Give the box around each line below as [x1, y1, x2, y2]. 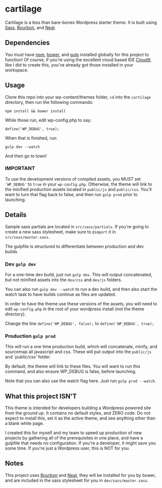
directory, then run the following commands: [5, 99, 93, 105]
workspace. [5, 67, 29, 73]
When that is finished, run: [5, 135, 58, 141]
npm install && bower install [5, 108, 66, 114]
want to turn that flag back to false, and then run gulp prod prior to [5, 191, 138, 197]
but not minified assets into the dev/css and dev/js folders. [5, 277, 122, 283]
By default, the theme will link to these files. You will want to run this [5, 363, 141, 370]
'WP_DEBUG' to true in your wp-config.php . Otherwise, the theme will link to [5, 181, 152, 187]
